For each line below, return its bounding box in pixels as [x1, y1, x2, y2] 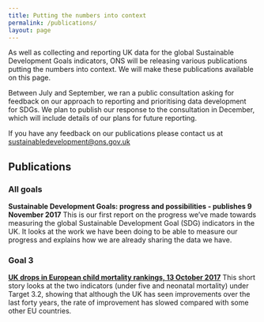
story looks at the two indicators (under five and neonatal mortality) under [8, 281, 249, 290]
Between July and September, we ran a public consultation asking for [8, 88, 235, 98]
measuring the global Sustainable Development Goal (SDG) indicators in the [8, 219, 255, 228]
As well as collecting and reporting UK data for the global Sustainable [8, 48, 235, 58]
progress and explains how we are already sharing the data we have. [8, 235, 232, 245]
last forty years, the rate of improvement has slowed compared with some [8, 298, 249, 308]
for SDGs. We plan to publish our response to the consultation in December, [8, 105, 255, 114]
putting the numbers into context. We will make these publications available [8, 65, 255, 74]
